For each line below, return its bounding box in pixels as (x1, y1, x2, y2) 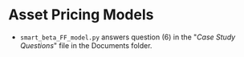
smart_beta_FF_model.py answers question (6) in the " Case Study (19, 32, 236, 42)
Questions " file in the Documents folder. (19, 40, 152, 50)
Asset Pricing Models (8, 6, 154, 24)
